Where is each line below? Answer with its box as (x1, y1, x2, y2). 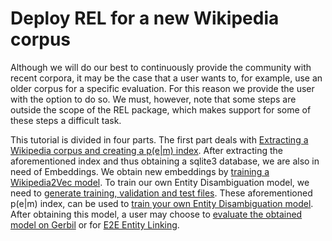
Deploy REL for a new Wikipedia (10, 7, 280, 30)
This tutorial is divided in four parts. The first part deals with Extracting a (10, 133, 309, 146)
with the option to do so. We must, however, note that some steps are (10, 93, 297, 105)
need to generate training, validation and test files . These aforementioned (10, 187, 313, 199)
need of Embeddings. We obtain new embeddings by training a (10, 165, 270, 177)
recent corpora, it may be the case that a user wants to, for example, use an (10, 72, 323, 84)
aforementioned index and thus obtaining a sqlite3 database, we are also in (10, 155, 320, 167)
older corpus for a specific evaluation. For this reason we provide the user (10, 82, 315, 94)
